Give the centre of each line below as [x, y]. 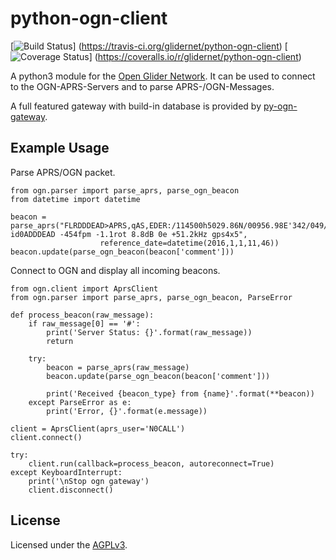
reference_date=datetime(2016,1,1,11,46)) [189, 243]
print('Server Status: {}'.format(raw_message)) [149, 332]
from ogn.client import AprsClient [84, 288]
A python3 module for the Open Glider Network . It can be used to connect [163, 76]
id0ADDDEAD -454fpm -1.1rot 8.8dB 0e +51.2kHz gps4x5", [129, 234]
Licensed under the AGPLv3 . [69, 544]
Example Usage [60, 148]
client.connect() [46, 437]
